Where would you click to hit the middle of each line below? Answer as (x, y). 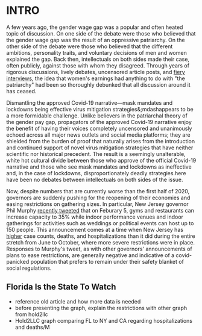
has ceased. (21, 91)
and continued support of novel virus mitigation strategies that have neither (100, 148)
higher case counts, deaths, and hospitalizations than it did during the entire (101, 236)
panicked (18, 261)
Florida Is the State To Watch (61, 287)
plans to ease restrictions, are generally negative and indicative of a (90, 255)
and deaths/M (32, 327)
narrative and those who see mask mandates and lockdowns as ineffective (99, 167)
